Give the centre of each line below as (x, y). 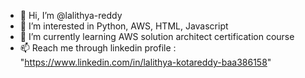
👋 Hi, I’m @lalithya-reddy (71, 15)
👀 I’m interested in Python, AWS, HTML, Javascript (124, 26)
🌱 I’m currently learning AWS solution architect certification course (157, 36)
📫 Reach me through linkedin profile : (98, 48)
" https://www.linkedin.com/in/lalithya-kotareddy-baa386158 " (145, 62)
